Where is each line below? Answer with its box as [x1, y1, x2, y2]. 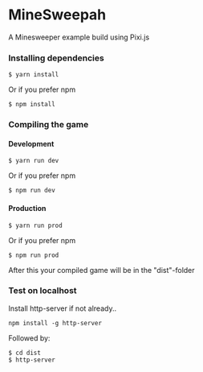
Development [8, 138, 55, 148]
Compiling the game [8, 119, 89, 130]
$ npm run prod [8, 251, 59, 259]
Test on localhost [8, 285, 78, 296]
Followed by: [8, 333, 51, 343]
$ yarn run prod [8, 221, 63, 229]
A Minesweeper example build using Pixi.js [8, 32, 150, 42]
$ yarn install [8, 71, 59, 79]
